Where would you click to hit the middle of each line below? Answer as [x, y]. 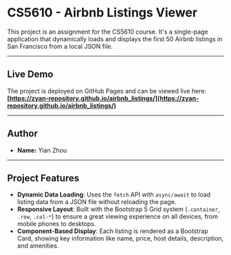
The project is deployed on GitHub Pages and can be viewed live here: [107, 91]
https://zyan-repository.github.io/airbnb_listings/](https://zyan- [104, 98]
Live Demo [30, 75]
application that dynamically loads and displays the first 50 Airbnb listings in [115, 38]
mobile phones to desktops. [56, 224]
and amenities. [38, 246]
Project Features [43, 178]
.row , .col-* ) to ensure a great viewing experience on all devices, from [118, 217]
